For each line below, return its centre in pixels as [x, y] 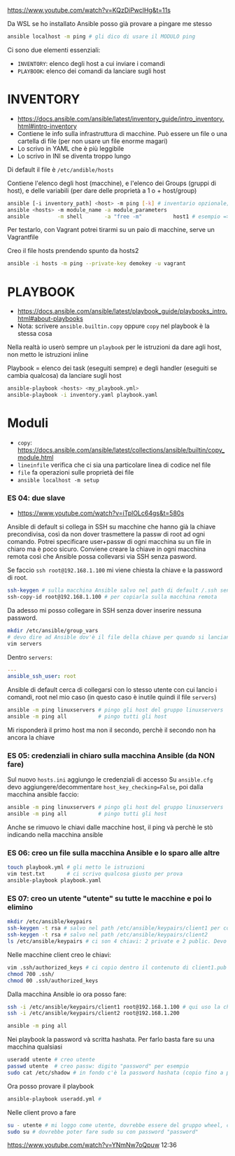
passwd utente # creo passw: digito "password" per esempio [98, 1066]
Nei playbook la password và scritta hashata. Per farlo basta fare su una [111, 1040]
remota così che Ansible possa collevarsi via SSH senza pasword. [102, 557]
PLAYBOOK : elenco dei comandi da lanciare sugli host [92, 71]
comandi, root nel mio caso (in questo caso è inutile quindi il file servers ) [112, 698]
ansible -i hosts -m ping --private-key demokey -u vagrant [97, 264]
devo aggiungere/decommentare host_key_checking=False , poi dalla [106, 787]
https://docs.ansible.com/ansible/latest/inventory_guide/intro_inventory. [121, 118]
